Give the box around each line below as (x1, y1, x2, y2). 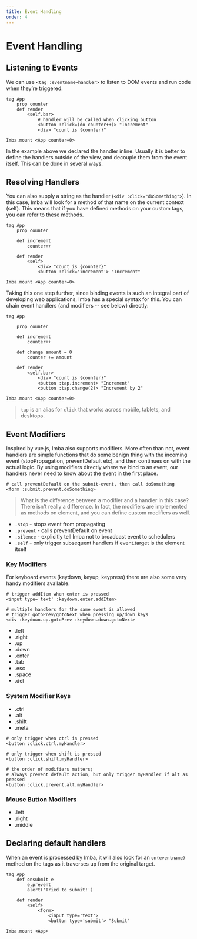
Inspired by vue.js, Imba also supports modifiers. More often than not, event (6, 445, 190, 452)
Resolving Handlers (6, 177, 79, 187)
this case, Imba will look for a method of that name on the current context (6, 199, 184, 206)
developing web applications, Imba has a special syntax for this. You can (6, 296, 182, 303)
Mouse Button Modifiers (6, 795, 77, 803)
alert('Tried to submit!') (27, 887, 94, 893)
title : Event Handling (6, 8, 62, 15)
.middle (14, 821, 34, 828)
